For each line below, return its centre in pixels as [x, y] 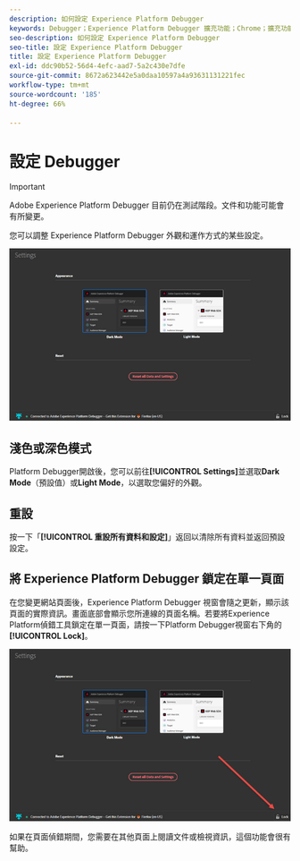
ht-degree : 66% [37, 104]
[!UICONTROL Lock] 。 [51, 635]
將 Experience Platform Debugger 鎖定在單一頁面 [147, 579]
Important [27, 187]
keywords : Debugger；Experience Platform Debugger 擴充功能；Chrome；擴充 [145, 28]
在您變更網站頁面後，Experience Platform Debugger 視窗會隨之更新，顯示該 [150, 602]
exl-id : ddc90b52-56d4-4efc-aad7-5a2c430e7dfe [97, 66]
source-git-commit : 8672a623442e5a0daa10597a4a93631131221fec [127, 76]
